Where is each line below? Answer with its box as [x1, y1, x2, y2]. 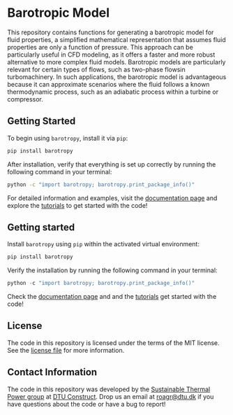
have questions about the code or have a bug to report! [7, 400, 166, 408]
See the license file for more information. [7, 346, 125, 354]
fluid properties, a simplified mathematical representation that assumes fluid [7, 35, 227, 43]
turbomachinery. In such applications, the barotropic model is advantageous [7, 72, 227, 81]
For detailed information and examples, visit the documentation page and [7, 194, 218, 202]
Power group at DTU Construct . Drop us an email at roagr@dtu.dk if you [7, 392, 214, 400]
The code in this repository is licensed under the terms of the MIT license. [7, 338, 220, 347]
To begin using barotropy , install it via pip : [7, 134, 128, 142]
